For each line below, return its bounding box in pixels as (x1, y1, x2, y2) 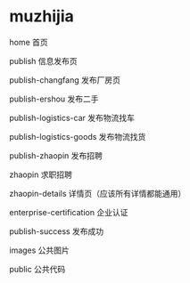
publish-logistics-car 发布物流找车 (9, 112, 136, 123)
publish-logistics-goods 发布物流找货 (9, 131, 146, 141)
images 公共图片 (9, 245, 70, 255)
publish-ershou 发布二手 (9, 93, 100, 104)
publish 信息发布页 (9, 55, 78, 66)
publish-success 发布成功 (9, 225, 104, 237)
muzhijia (9, 6, 74, 27)
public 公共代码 (9, 263, 66, 274)
